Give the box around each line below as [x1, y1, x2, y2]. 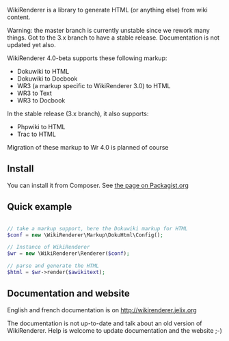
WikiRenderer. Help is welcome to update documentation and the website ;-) [7, 326, 222, 334]
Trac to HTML [16, 130, 56, 138]
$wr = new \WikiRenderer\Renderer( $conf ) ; [7, 250, 130, 257]
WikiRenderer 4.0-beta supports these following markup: [7, 54, 167, 62]
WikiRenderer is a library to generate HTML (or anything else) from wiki [7, 6, 208, 14]
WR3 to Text [16, 89, 53, 97]
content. [7, 13, 31, 21]
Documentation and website [7, 288, 130, 299]
